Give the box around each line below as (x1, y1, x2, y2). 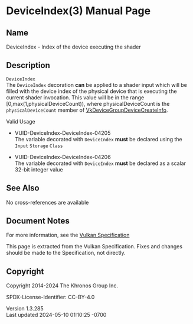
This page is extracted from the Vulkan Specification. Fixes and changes (6, 243, 183, 250)
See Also (6, 183, 40, 193)
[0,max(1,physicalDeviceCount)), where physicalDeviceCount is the (6, 100, 170, 107)
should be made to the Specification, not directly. (6, 250, 126, 257)
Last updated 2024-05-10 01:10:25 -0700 (6, 312, 107, 319)
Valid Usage (6, 118, 35, 125)
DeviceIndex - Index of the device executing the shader (6, 43, 142, 50)
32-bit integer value (14, 166, 63, 173)
